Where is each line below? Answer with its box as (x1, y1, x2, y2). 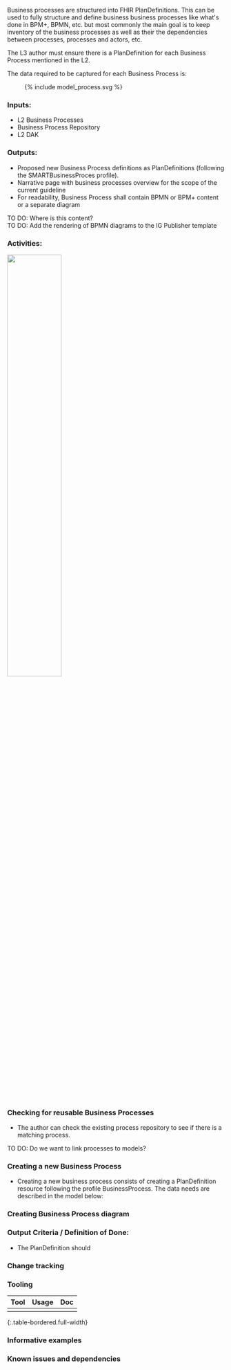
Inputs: (7, 100, 32, 109)
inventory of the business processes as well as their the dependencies (7, 28, 208, 36)
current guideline (17, 186, 66, 194)
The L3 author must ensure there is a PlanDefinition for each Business (7, 48, 206, 57)
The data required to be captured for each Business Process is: (7, 69, 188, 78)
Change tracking (7, 1261, 64, 1270)
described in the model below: (17, 1192, 103, 1200)
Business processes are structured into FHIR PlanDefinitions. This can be (7, 6, 215, 14)
